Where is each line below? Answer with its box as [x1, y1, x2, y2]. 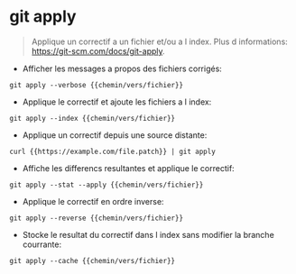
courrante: [22, 239, 61, 250]
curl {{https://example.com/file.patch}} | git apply [9, 147, 217, 156]
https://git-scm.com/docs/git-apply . [31, 45, 165, 56]
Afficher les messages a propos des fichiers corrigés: [22, 63, 223, 74]
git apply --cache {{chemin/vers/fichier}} [9, 256, 176, 265]
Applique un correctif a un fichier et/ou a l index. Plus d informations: [31, 36, 289, 47]
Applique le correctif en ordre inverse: [22, 196, 164, 206]
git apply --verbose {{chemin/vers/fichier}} [9, 80, 183, 89]
